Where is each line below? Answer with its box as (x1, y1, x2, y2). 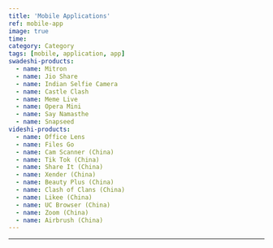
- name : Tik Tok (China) (15, 155, 100, 163)
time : (8, 34, 27, 43)
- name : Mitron (15, 65, 67, 73)
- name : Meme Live (15, 95, 79, 103)
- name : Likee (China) (15, 193, 93, 202)
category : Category (8, 42, 75, 50)
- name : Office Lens (15, 133, 85, 141)
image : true (8, 27, 49, 35)
